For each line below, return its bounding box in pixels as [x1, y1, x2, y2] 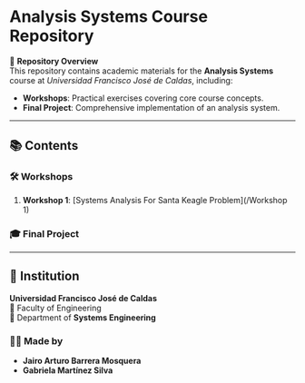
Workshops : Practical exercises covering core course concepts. [22, 93, 264, 103]
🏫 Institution [9, 269, 80, 284]
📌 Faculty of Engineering [9, 302, 102, 313]
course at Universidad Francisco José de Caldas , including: [9, 74, 233, 85]
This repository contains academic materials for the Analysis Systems [9, 65, 274, 76]
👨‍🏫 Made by [9, 334, 64, 347]
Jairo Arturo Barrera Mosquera [22, 356, 142, 367]
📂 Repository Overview [9, 55, 99, 66]
